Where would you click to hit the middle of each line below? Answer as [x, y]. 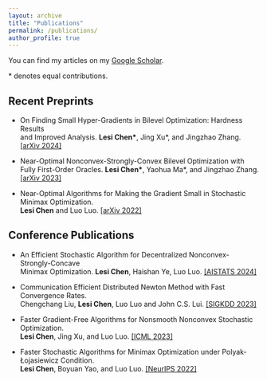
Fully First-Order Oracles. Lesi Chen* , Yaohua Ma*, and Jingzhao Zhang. [139, 170]
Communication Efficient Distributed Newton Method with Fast [122, 287]
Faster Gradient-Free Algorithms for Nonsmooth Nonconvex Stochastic [136, 319]
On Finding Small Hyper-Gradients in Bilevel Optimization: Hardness [131, 120]
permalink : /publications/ [53, 30]
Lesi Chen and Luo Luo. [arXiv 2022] [80, 210]
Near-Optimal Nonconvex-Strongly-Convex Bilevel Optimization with [132, 161]
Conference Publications [71, 236]
